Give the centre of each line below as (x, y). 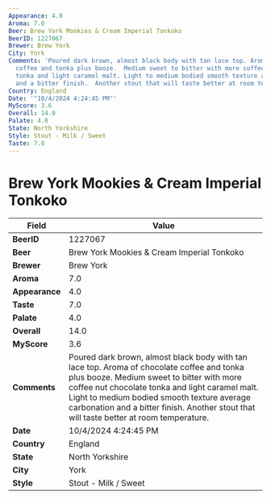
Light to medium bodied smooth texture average (160, 397)
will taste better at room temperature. (139, 418)
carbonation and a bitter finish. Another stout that (162, 408)
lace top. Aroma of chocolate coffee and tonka (156, 368)
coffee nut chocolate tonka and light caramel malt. (163, 388)
